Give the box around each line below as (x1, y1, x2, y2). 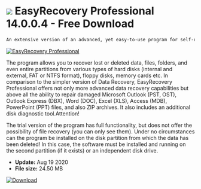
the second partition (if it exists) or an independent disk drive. (6, 147, 159, 154)
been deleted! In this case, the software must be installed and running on (6, 141, 187, 148)
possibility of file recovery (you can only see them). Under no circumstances (6, 127, 195, 135)
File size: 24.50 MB (14, 164, 63, 172)
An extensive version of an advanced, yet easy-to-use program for (6, 36, 178, 42)
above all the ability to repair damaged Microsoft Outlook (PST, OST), (6, 91, 177, 98)
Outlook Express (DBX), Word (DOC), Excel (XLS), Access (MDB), (6, 97, 167, 104)
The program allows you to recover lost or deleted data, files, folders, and (6, 59, 187, 66)
